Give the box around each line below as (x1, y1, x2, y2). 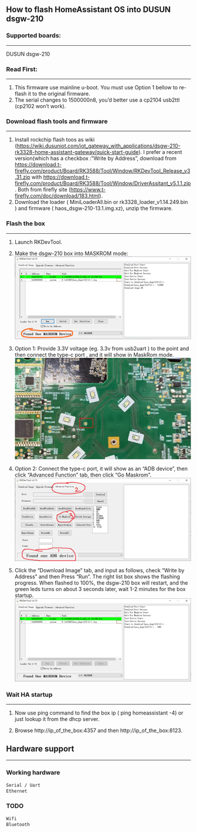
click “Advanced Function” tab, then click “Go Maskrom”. (14, 471, 152, 478)
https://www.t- (70, 186, 106, 193)
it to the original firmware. (28, 90, 90, 97)
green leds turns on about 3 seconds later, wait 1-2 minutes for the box (14, 586, 186, 593)
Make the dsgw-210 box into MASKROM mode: (14, 250, 128, 257)
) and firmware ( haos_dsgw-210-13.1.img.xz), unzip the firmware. (14, 205, 173, 212)
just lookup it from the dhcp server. (14, 716, 100, 723)
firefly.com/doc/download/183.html (14, 192, 100, 199)
